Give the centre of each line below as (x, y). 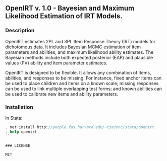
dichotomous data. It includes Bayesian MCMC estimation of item (73, 47)
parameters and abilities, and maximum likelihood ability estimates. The (79, 52)
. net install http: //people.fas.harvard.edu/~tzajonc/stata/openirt (80, 127)
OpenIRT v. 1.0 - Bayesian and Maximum (70, 8)
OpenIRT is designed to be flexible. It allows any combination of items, (78, 72)
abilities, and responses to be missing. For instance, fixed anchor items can (83, 78)
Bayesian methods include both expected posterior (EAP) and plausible (79, 57)
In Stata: (14, 118)
